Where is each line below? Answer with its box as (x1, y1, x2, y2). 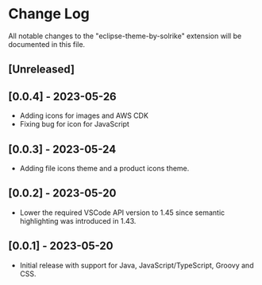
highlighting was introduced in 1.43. (19, 216, 137, 225)
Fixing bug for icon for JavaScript (19, 119, 129, 129)
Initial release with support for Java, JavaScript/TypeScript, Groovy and (19, 260, 254, 270)
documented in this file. (8, 39, 86, 49)
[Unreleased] (8, 63, 75, 76)
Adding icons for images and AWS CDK (19, 111, 149, 120)
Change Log (8, 5, 90, 23)
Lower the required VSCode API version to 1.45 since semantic (19, 208, 225, 217)
